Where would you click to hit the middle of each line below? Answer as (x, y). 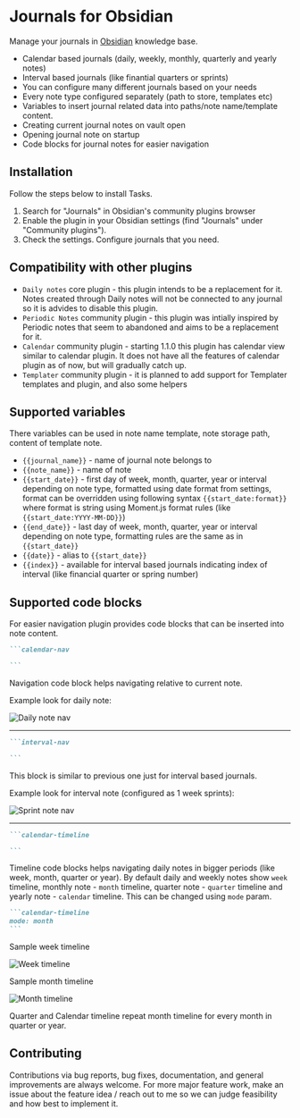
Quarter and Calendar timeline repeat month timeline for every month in (141, 1016)
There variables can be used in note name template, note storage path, (140, 433)
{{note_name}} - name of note (77, 470)
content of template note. (56, 443)
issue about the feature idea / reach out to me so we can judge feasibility (144, 1094)
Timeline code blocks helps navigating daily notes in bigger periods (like (142, 868)
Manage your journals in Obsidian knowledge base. (104, 41)
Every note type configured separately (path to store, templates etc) (147, 97)
